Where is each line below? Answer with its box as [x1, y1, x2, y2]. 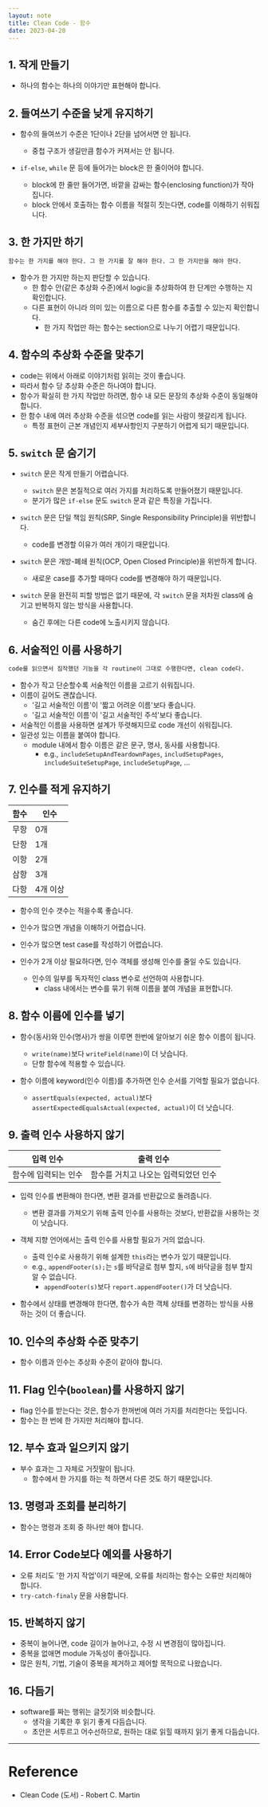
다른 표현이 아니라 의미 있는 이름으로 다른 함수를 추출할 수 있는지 [31, 302, 232, 312]
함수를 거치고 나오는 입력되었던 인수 [90, 1169, 217, 1180]
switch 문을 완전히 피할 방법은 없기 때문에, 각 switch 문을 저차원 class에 [19, 591, 246, 600]
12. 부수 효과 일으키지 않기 [8, 1441, 129, 1455]
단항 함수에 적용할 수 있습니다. [31, 1058, 126, 1068]
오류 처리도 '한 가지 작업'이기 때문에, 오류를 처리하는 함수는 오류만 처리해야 [19, 1570, 252, 1580]
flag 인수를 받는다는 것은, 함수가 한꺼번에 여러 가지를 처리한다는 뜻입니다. [19, 1406, 247, 1415]
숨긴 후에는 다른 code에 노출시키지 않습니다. [31, 618, 170, 627]
